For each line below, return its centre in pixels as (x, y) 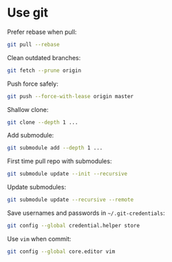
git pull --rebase (33, 44)
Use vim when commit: (39, 238)
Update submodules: (37, 187)
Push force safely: (33, 84)
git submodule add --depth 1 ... (55, 148)
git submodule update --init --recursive (67, 174)
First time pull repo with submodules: (60, 161)
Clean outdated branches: (44, 57)
